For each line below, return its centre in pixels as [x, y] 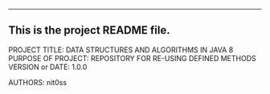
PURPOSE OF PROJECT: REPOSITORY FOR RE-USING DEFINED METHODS [132, 58]
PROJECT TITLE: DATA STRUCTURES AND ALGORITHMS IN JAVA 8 [121, 50]
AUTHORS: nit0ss [37, 82]
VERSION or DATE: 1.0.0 [48, 67]
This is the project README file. [89, 30]
